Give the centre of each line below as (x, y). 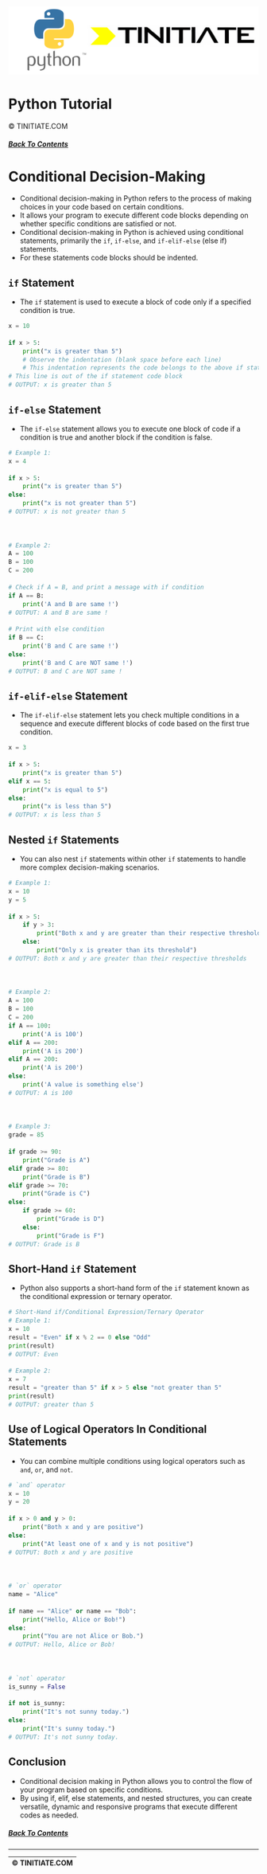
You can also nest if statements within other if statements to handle (133, 859)
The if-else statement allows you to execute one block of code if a (130, 428)
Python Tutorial (60, 104)
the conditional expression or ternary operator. (96, 1297)
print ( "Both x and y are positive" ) (83, 1528)
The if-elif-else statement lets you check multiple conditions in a (130, 715)
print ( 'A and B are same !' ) (71, 604)
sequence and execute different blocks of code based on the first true (135, 724)
